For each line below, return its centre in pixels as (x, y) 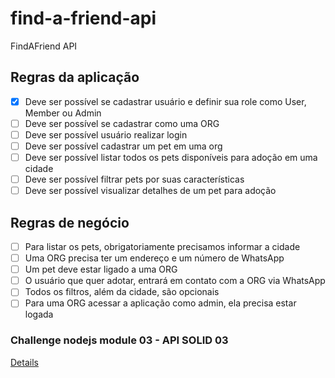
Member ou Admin (63, 113)
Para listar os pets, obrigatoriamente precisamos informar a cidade (162, 246)
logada (39, 314)
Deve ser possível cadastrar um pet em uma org (123, 146)
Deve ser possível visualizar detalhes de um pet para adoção (150, 191)
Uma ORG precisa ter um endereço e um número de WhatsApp (154, 258)
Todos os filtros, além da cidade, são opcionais (122, 292)
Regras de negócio (70, 222)
